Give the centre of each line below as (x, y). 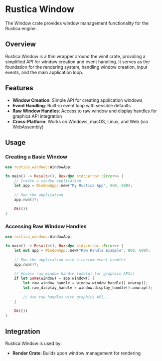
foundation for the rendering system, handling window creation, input (77, 67)
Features (19, 88)
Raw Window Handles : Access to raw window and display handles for (84, 111)
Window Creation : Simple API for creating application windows (78, 100)
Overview (21, 44)
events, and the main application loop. (44, 72)
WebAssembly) (28, 127)
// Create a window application (48, 181)
